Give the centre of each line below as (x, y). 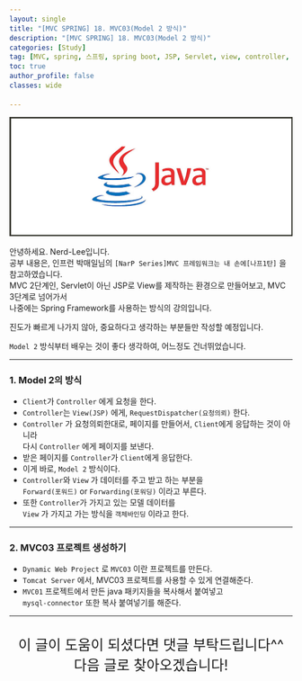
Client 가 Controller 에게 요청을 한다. (89, 401)
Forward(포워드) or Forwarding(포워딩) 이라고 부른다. (114, 491)
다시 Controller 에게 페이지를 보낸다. (88, 446)
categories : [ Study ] (48, 48)
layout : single (38, 19)
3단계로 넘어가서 (38, 296)
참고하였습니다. (36, 273)
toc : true (28, 67)
